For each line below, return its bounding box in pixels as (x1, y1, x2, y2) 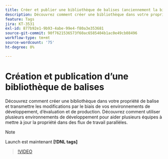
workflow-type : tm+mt (5, 36, 50, 41)
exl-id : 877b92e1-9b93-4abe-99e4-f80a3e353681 (5, 26, 104, 31)
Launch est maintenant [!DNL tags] (5, 138, 78, 144)
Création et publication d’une (5, 71, 129, 82)
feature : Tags (5, 17, 35, 22)
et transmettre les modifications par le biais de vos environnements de (5, 103, 150, 109)
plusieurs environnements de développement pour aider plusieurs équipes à (5, 114, 162, 120)
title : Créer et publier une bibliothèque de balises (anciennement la (5, 7, 157, 13)
